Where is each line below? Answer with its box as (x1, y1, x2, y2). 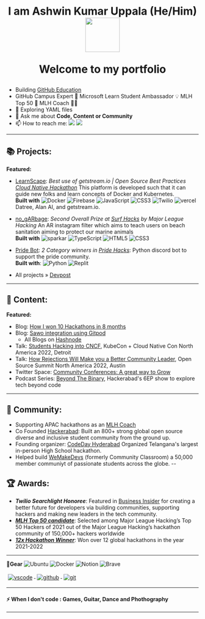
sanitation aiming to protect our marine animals (15, 228, 134, 235)
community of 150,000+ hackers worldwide (15, 530, 125, 537)
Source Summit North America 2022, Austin (15, 362, 126, 369)
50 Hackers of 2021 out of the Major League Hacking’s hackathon (15, 524, 181, 531)
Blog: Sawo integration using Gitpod (15, 329, 106, 337)
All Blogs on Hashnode (24, 335, 82, 343)
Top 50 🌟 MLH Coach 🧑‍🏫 (15, 100, 78, 107)
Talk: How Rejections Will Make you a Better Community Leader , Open (15, 355, 192, 362)
